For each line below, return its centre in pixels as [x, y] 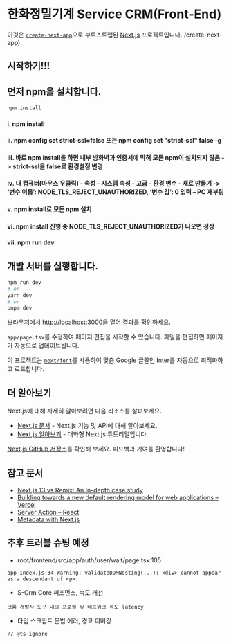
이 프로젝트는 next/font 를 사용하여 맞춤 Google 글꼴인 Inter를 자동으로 [103, 360]
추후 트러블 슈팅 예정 [48, 543]
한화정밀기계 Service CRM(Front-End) [114, 14]
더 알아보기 [29, 393]
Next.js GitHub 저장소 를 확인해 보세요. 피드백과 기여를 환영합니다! [96, 449]
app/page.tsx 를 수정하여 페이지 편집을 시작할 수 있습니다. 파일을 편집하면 [106, 337]
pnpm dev [20, 308]
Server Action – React [48, 512]
